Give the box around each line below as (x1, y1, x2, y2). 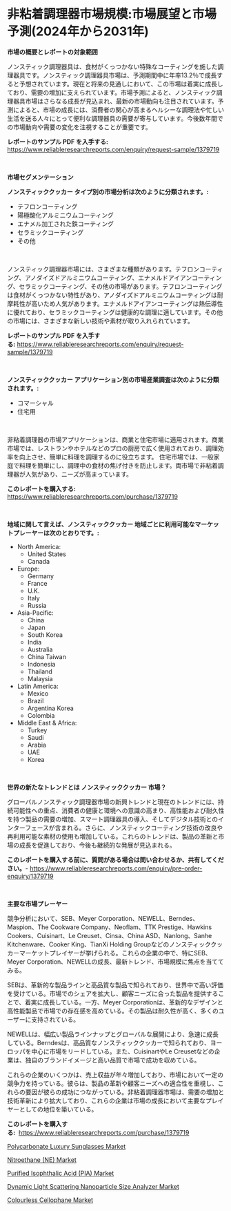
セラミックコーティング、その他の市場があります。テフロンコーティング (19, 282, 223, 290)
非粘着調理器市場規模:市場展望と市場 (7, 6, 217, 22)
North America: (17, 542, 61, 551)
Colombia (27, 711, 55, 719)
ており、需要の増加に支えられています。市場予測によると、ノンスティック (7, 88, 217, 97)
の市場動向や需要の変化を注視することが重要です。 (7, 122, 152, 131)
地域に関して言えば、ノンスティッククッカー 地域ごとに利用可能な (7, 519, 195, 528)
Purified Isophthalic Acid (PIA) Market (7, 1169, 114, 1177)
